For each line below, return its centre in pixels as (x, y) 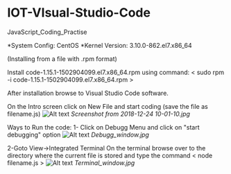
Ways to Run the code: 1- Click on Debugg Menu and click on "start (103, 127)
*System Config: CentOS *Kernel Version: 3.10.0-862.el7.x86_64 (100, 45)
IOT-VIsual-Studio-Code (79, 13)
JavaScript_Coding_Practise (47, 32)
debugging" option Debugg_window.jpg (78, 134)
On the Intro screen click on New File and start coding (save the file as (108, 106)
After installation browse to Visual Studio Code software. (88, 93)
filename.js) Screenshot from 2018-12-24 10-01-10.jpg (99, 114)
